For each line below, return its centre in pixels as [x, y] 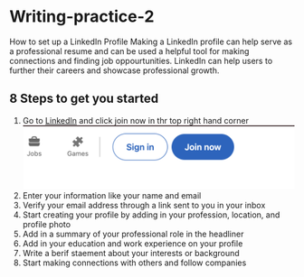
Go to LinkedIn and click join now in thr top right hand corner [135, 120]
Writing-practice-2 [82, 17]
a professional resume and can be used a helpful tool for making [129, 51]
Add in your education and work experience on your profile [133, 244]
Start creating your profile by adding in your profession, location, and [151, 215]
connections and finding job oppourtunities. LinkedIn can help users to [141, 60]
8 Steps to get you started [84, 99]
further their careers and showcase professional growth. [114, 70]
